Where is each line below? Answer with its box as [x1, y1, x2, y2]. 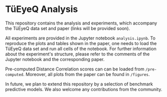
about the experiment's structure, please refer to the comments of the [5, 51, 150, 57]
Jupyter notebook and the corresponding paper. [5, 56, 105, 62]
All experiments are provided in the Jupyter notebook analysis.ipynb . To [5, 35, 155, 41]
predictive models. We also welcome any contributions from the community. [5, 86, 162, 92]
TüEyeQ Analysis [5, 3, 78, 15]
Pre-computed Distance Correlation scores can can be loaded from [5, 66, 144, 72]
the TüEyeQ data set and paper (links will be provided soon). [5, 25, 130, 31]
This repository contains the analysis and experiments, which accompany [5, 20, 157, 26]
